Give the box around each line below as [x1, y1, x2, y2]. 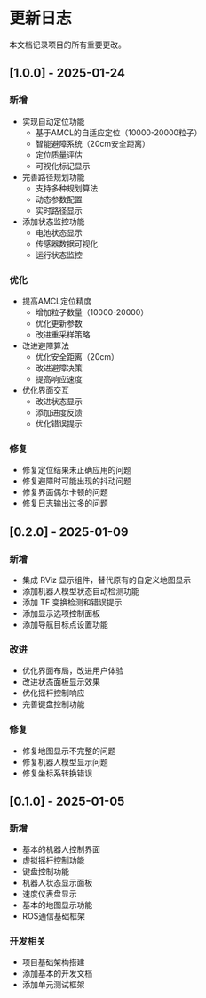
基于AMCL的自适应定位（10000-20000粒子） [35, 126, 202, 138]
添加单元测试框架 [21, 979, 85, 990]
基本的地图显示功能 [21, 900, 93, 911]
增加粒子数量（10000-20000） [35, 306, 149, 317]
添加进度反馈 [35, 407, 83, 418]
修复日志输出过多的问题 [21, 498, 108, 508]
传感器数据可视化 [35, 238, 99, 249]
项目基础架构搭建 [21, 957, 85, 968]
